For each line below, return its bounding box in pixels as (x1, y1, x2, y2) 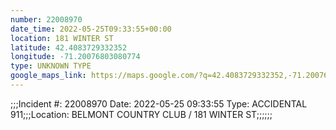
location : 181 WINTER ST (10, 33, 114, 43)
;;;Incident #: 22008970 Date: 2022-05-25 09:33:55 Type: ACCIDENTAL (10, 97, 308, 110)
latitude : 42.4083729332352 (10, 42, 128, 53)
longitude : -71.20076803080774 (10, 52, 141, 62)
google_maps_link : (10, 71, 87, 81)
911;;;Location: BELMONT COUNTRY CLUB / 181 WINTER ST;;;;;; (10, 108, 273, 120)
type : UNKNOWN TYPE (10, 61, 92, 71)
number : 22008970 (10, 14, 83, 25)
